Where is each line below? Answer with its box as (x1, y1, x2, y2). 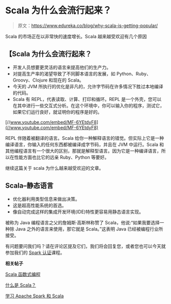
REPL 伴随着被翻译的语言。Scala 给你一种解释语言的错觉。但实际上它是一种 (5, 135, 164, 141)
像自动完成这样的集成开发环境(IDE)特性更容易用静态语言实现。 (12, 209, 144, 215)
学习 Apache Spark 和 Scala (5, 293, 64, 299)
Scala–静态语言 (5, 182, 53, 190)
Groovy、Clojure (12, 77, 48, 83)
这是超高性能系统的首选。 (12, 202, 67, 208)
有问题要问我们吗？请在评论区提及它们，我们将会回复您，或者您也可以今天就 (5, 243, 166, 249)
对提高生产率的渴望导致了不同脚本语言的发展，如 (12, 70, 116, 77)
